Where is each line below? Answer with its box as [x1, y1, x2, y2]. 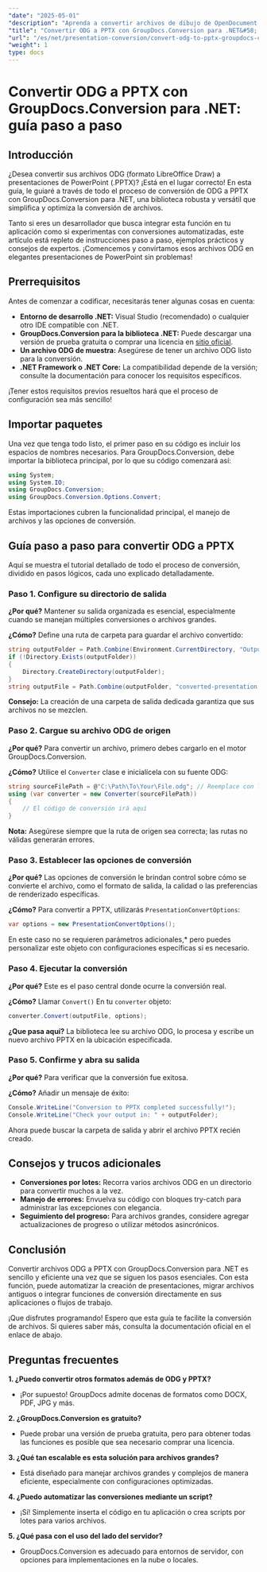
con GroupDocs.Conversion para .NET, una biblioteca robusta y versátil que [8, 195, 257, 203]
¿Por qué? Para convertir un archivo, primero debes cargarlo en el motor [8, 743, 247, 753]
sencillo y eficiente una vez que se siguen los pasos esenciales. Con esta [8, 1272, 249, 1282]
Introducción [8, 148, 74, 161]
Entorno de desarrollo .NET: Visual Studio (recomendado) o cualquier [19, 312, 250, 321]
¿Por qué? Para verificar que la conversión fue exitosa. [8, 1072, 188, 1082]
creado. [8, 1133, 34, 1143]
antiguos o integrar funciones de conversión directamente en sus [8, 1289, 222, 1299]
